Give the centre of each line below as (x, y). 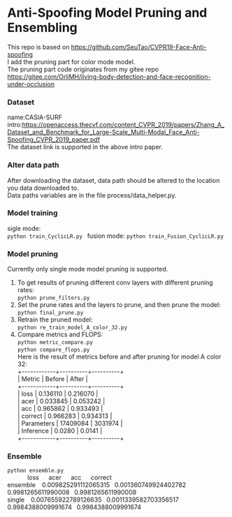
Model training (32, 213)
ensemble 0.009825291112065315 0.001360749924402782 (97, 485)
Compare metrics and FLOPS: (60, 335)
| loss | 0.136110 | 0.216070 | (58, 394)
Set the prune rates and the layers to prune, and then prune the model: (119, 305)
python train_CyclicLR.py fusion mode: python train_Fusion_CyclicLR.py (116, 236)
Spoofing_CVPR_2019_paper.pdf (53, 140)
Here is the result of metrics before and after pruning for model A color (119, 357)
